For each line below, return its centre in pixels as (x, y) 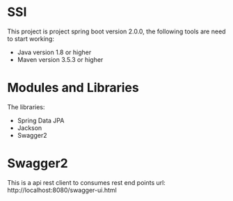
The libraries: (26, 107)
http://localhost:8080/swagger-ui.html (62, 190)
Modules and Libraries (73, 88)
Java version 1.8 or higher (54, 52)
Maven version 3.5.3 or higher (60, 59)
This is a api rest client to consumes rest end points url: (86, 182)
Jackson (30, 128)
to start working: (31, 38)
